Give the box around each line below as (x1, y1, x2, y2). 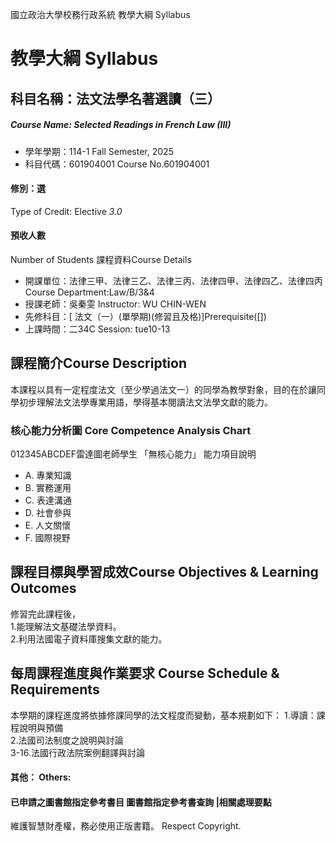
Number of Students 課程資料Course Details (10, 253, 192, 265)
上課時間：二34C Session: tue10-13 (24, 323, 171, 335)
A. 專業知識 (24, 469, 72, 482)
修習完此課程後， (10, 608, 81, 620)
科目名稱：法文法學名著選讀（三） (10, 90, 221, 107)
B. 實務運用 (24, 482, 72, 494)
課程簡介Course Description (10, 355, 187, 372)
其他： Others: (10, 771, 72, 783)
